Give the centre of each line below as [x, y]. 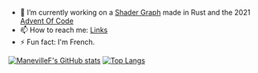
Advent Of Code [46, 21]
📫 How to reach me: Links [64, 30]
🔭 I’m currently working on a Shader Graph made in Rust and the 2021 [135, 12]
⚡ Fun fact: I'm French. [57, 42]
